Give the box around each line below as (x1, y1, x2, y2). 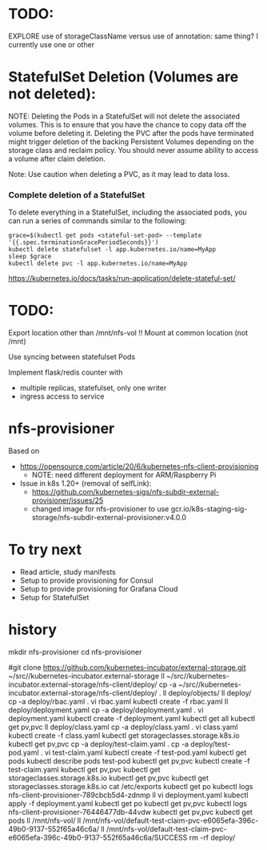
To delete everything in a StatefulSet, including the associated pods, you (8, 207, 248, 217)
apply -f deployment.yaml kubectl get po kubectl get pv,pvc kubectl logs (8, 798, 248, 808)
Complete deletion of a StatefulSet (8, 189, 145, 200)
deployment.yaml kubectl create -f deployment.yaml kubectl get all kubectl (8, 713, 256, 723)
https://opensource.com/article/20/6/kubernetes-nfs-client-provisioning (19, 462, 259, 471)
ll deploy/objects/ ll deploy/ (162, 688, 252, 697)
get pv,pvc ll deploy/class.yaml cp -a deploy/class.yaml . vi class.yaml (8, 722, 238, 732)
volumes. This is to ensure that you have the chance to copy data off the (8, 119, 247, 129)
